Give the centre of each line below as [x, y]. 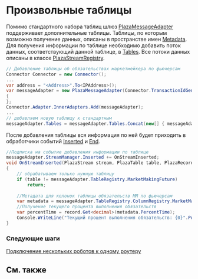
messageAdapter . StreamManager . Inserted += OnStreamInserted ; [83, 157]
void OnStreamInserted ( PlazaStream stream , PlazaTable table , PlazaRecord [100, 163]
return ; [37, 185]
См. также [27, 270]
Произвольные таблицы [69, 10]
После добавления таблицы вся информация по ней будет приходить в [96, 135]
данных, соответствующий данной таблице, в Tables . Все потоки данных [98, 51]
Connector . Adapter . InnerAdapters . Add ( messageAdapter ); [75, 107]
